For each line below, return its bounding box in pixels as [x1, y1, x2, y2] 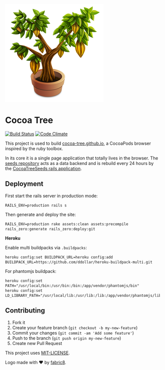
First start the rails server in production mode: [5, 193, 98, 199]
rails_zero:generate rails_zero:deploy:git [5, 226, 96, 232]
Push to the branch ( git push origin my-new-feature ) [12, 335, 121, 341]
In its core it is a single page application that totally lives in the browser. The [5, 155, 159, 161]
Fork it [12, 319, 26, 325]
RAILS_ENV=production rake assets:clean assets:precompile [5, 221, 129, 227]
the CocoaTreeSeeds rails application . [5, 165, 82, 171]
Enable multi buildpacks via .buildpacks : [5, 244, 87, 250]
